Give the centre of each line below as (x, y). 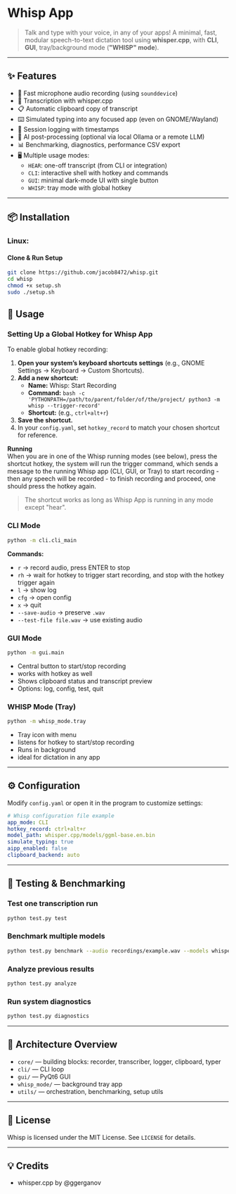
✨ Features (32, 76)
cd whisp (20, 279)
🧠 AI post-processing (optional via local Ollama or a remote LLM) (111, 137)
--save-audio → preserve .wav (61, 612)
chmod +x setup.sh (34, 286)
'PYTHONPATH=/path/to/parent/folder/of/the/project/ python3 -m (124, 400)
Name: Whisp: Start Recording (72, 386)
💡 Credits (28, 1166)
